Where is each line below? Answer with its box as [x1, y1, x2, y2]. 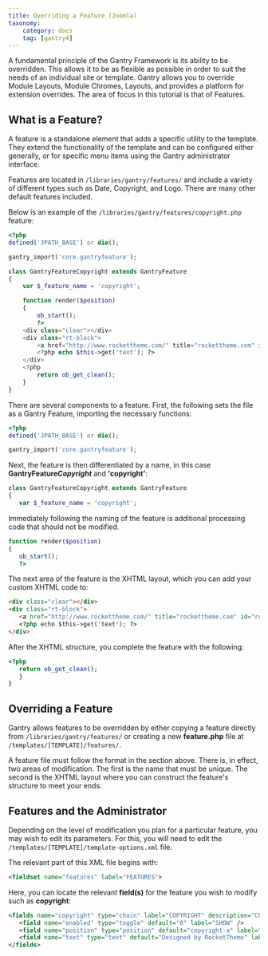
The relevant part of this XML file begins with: [8, 857, 159, 867]
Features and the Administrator [8, 804, 167, 818]
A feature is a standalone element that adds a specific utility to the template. [8, 134, 258, 144]
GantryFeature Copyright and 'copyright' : [8, 468, 148, 479]
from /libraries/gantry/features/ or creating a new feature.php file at [8, 732, 244, 741]
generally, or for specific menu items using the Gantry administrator [8, 151, 231, 160]
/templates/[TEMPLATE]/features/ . [8, 740, 121, 750]
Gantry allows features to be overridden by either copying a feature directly [8, 723, 256, 733]
